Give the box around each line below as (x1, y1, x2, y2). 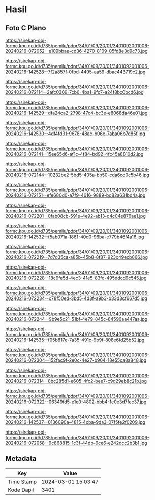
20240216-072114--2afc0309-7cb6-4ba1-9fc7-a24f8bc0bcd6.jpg (5, 89, 144, 95)
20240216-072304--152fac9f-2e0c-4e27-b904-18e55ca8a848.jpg (5, 357, 147, 363)
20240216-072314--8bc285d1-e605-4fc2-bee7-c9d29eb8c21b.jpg (5, 378, 147, 384)
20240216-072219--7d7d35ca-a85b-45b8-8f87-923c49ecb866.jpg (5, 254, 148, 260)
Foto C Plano (5, 24, 46, 32)
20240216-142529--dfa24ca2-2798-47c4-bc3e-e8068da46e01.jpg (5, 110, 148, 116)
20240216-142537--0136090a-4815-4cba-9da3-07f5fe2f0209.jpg (5, 419, 146, 425)
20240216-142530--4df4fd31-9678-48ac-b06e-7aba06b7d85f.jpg (5, 130, 146, 137)
